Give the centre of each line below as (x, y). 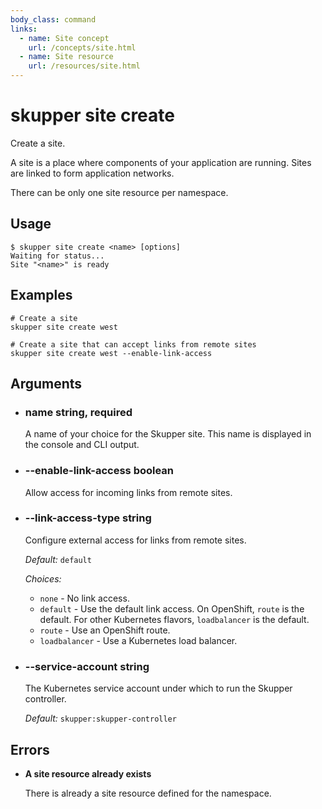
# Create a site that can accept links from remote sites (133, 344)
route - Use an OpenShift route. (105, 630)
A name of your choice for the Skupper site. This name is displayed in (168, 434)
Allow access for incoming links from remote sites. (128, 492)
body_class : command (53, 19)
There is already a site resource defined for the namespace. (148, 793)
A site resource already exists (88, 773)
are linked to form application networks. (92, 173)
